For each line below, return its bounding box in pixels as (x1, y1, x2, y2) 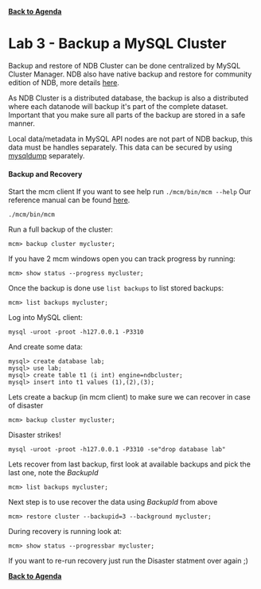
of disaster (8, 401, 44, 411)
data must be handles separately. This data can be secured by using (8, 142, 232, 152)
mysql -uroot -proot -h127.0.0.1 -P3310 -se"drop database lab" (8, 446, 226, 454)
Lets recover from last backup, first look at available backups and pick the (8, 459, 251, 469)
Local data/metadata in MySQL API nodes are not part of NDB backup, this (8, 134, 253, 143)
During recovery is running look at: (8, 527, 122, 536)
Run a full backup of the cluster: (8, 224, 113, 234)
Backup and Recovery (8, 169, 83, 178)
